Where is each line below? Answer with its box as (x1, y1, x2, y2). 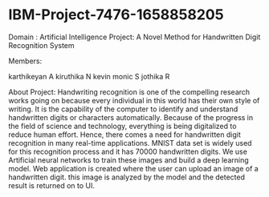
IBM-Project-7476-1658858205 (8, 6, 224, 24)
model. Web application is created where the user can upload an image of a (8, 163, 259, 173)
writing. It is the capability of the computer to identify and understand (8, 104, 238, 114)
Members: (8, 56, 43, 66)
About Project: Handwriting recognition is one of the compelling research (8, 86, 251, 97)
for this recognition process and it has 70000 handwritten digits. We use (8, 147, 247, 156)
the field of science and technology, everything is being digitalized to (8, 121, 237, 131)
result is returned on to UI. (8, 180, 95, 190)
